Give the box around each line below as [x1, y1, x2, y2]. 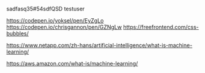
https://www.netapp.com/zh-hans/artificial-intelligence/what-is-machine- [6, 42, 193, 49]
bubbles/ [6, 30, 29, 37]
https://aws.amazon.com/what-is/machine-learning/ [6, 60, 138, 67]
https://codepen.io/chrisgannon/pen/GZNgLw [6, 24, 122, 30]
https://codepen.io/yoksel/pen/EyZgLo [6, 17, 104, 24]
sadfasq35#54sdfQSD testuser [6, 5, 85, 12]
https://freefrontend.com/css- [123, 24, 199, 30]
